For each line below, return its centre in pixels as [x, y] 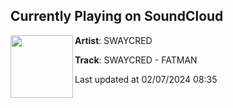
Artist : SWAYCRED [113, 40]
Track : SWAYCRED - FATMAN [136, 60]
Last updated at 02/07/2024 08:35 [146, 79]
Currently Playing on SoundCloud [117, 16]
